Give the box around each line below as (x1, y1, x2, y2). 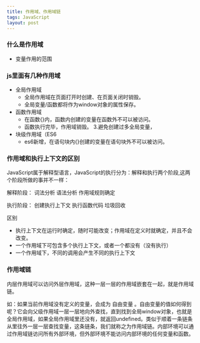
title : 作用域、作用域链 (7, 8, 61, 15)
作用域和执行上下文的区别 (7, 154, 80, 162)
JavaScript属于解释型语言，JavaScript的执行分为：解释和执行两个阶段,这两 (7, 169, 191, 176)
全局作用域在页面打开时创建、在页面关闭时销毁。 (24, 93, 144, 100)
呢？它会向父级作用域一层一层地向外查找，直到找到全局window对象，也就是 (7, 307, 192, 315)
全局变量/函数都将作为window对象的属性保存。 (24, 100, 139, 108)
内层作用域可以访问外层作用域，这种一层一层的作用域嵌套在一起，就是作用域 (7, 280, 194, 287)
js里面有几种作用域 (7, 71, 61, 80)
